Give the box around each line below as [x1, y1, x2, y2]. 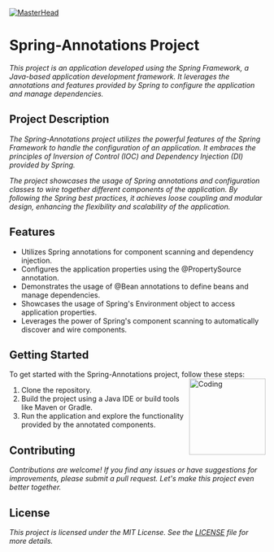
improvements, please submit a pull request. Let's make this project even [9, 474, 254, 484]
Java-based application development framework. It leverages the [9, 72, 230, 81]
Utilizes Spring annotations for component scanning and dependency [20, 246, 254, 256]
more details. [9, 537, 54, 545]
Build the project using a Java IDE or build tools [20, 394, 180, 404]
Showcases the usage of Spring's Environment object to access [20, 298, 235, 308]
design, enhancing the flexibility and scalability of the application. [9, 202, 231, 211]
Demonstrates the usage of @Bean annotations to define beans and [20, 281, 249, 291]
